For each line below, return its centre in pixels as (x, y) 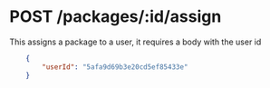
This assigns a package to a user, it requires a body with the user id (135, 42)
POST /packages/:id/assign (116, 17)
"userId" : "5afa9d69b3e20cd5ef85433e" (115, 67)
